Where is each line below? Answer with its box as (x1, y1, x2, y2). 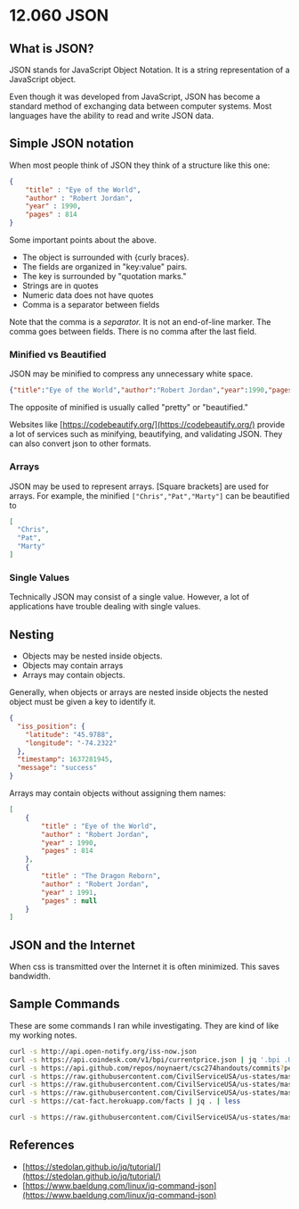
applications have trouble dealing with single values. (9, 601, 201, 612)
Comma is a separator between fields (21, 300, 160, 311)
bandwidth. (9, 971, 51, 981)
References (9, 1138, 75, 1153)
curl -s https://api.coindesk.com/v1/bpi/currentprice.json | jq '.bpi (9, 1055, 280, 1064)
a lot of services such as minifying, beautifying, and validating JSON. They (9, 429, 283, 440)
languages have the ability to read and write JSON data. (9, 111, 214, 120)
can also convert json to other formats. (9, 438, 151, 449)
